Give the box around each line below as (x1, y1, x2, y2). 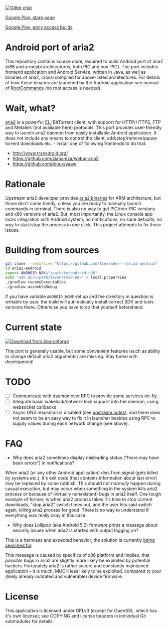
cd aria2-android (5, 266, 42, 271)
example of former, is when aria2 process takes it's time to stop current (5, 497, 153, 502)
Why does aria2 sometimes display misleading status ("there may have (12, 454, 159, 460)
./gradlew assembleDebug (5, 284, 57, 289)
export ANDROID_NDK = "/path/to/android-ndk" (5, 270, 98, 275)
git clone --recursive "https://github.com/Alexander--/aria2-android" (5, 261, 158, 266)
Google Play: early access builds (5, 24, 73, 30)
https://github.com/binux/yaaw (12, 161, 77, 167)
